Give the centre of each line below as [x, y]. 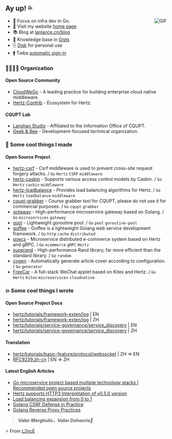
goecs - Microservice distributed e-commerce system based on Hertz [87, 239]
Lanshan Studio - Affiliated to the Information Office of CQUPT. [79, 126]
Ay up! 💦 [19, 8]
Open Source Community [33, 80]
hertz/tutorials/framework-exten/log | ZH [56, 320]
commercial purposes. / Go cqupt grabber [56, 206]
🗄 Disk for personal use [37, 45]
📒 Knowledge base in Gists [41, 39]
